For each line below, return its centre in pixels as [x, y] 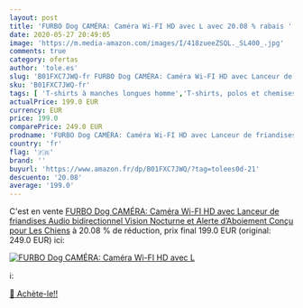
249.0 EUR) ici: [37, 240]
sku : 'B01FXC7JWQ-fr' [50, 85]
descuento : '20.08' [46, 177]
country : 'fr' [36, 144]
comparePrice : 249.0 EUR [56, 127]
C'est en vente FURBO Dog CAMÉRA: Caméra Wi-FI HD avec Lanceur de [144, 211]
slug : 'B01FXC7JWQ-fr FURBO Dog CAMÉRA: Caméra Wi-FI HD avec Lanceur [145, 77]
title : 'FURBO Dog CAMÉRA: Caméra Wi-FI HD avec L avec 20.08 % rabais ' [151, 26]
